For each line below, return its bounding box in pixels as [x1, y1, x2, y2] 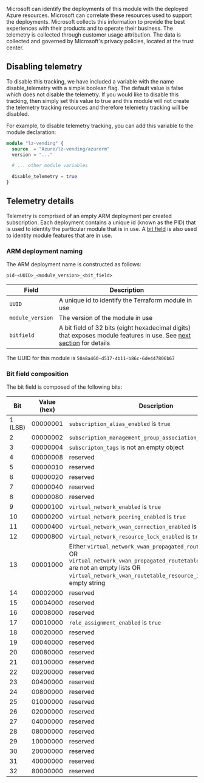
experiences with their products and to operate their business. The [6, 24, 173, 32]
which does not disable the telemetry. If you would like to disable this [6, 91, 179, 98]
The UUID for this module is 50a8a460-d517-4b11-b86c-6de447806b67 [6, 355, 175, 362]
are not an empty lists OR [69, 564, 141, 572]
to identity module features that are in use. [6, 232, 112, 239]
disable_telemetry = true [12, 174, 78, 180]
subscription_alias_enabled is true [69, 420, 171, 428]
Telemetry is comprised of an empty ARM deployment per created [6, 212, 172, 219]
